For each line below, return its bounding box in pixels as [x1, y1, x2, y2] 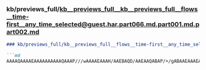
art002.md [6, 27, 40, 36]
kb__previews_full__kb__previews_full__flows [59, 5, 198, 13]
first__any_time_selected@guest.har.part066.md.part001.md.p [6, 20, 200, 29]
